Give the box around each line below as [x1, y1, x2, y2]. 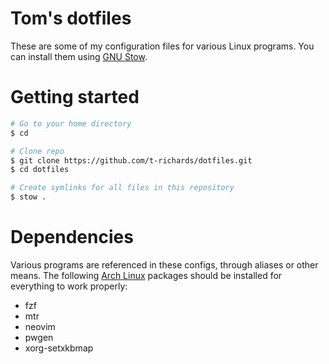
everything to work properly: [10, 280, 128, 292]
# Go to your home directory [10, 118, 132, 129]
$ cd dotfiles [10, 165, 70, 175]
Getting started [10, 86, 140, 109]
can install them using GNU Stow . [10, 50, 148, 62]
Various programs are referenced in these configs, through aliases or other [10, 258, 319, 271]
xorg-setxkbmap [24, 342, 94, 354]
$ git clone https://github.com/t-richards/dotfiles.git [10, 155, 253, 166]
